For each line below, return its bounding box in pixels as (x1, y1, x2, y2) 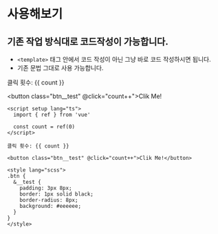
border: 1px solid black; (19, 191, 94, 198)
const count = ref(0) (13, 124, 76, 130)
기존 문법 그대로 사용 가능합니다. (17, 64, 104, 72)
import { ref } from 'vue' (13, 111, 91, 118)
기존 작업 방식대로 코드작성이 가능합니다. (7, 36, 168, 47)
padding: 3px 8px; (19, 185, 72, 191)
